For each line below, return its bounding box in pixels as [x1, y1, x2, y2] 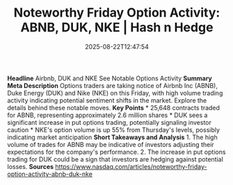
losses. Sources [7, 162, 54, 170]
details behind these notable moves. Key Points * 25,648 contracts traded [7, 103, 220, 112]
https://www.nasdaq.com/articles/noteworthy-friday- [55, 162, 207, 170]
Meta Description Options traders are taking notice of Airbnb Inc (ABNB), [7, 81, 218, 89]
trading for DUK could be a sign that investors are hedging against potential [7, 155, 224, 164]
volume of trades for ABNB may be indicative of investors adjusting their [7, 140, 214, 148]
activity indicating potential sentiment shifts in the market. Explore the [7, 96, 207, 105]
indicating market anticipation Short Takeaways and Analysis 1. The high [7, 133, 218, 141]
